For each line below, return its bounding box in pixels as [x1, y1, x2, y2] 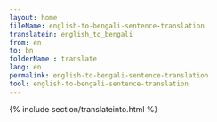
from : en [9, 37, 42, 47]
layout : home [9, 12, 58, 22]
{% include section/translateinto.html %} [9, 103, 158, 114]
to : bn [9, 46, 34, 55]
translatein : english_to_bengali [9, 29, 133, 38]
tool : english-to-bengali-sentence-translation [9, 79, 189, 88]
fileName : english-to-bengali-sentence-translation [9, 21, 205, 30]
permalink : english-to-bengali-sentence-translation [9, 71, 209, 80]
